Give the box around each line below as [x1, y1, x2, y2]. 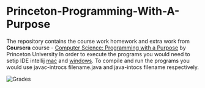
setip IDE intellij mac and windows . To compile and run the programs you [6, 57, 190, 64]
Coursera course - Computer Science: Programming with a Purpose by [6, 44, 187, 51]
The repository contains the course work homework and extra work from [6, 37, 190, 45]
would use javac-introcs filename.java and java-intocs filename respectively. [6, 63, 199, 71]
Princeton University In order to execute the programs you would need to [6, 50, 191, 57]
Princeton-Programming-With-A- [6, 4, 180, 18]
